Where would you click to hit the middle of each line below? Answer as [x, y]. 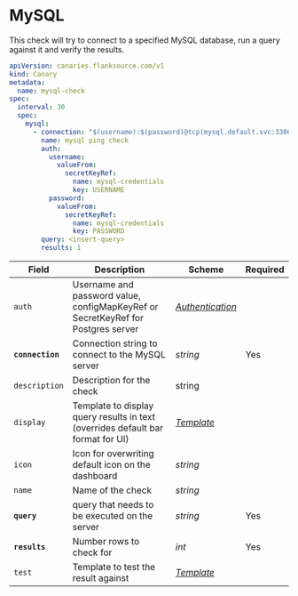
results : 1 [61, 248]
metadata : [27, 82]
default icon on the [111, 465]
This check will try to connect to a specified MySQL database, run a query [145, 40]
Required [265, 270]
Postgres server [106, 329]
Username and [103, 285]
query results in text [114, 417]
